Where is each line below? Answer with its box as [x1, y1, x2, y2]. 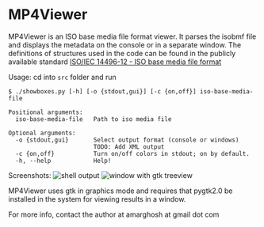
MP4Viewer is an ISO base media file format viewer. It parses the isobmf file [8, 32, 257, 41]
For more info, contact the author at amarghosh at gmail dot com [8, 210, 220, 219]
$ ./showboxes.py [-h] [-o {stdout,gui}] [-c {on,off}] [8, 87, 197, 96]
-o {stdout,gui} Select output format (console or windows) [15, 136, 239, 144]
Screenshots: [8, 170, 52, 180]
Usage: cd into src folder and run [8, 72, 117, 81]
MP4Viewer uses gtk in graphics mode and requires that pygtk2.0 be [8, 186, 233, 195]
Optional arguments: [8, 129, 77, 137]
